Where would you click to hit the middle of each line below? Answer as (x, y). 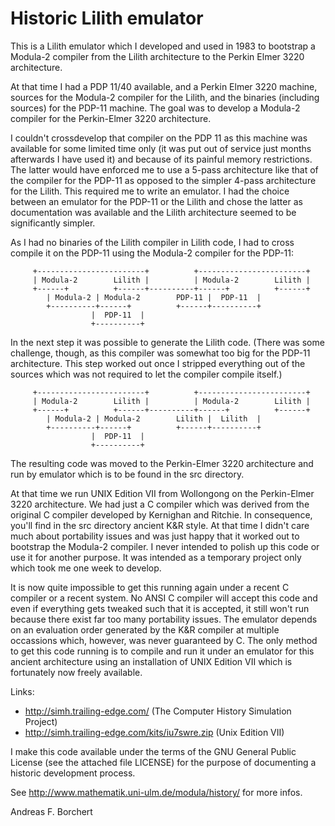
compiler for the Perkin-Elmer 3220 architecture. (111, 118)
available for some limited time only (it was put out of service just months (161, 148)
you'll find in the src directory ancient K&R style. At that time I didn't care (160, 525)
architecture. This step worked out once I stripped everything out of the (158, 363)
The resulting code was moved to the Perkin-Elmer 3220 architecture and (162, 463)
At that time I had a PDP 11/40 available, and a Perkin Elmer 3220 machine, (164, 86)
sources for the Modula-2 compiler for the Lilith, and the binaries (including (165, 97)
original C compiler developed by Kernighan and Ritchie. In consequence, (161, 514)
